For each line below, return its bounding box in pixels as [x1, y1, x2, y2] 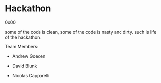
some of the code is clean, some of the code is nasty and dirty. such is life [5, 29, 157, 35]
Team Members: [5, 43, 39, 49]
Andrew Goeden [12, 53, 46, 59]
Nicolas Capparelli [12, 72, 50, 78]
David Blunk [12, 63, 37, 69]
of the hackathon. [5, 34, 41, 40]
